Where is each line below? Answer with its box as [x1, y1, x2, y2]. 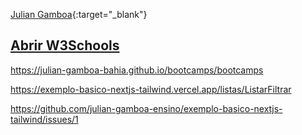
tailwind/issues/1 [10, 113, 79, 125]
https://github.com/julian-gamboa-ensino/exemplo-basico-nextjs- [10, 102, 283, 114]
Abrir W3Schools [10, 37, 120, 54]
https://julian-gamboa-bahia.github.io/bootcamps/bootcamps [10, 64, 264, 76]
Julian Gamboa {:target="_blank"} [10, 9, 148, 20]
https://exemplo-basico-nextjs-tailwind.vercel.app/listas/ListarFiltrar [10, 83, 292, 95]
